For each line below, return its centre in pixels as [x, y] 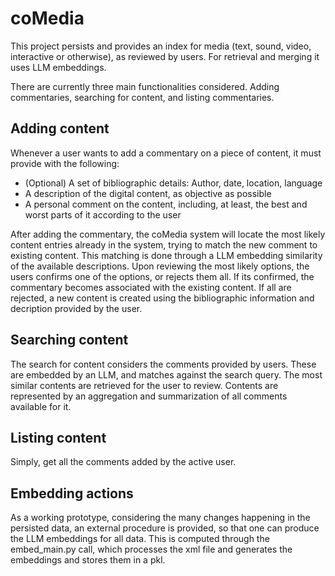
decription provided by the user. [76, 308]
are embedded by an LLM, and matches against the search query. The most [166, 374]
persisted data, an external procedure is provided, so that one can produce [165, 528]
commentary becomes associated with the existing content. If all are [151, 287]
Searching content [69, 340]
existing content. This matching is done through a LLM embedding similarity [166, 255]
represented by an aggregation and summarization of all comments [149, 396]
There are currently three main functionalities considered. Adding [145, 86]
